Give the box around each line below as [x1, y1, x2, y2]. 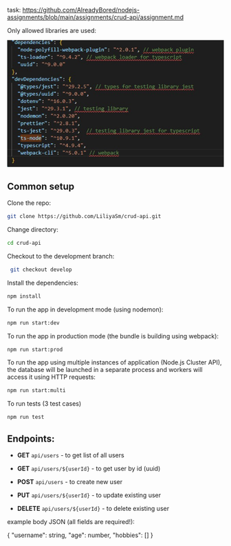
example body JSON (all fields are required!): [7, 517, 135, 525]
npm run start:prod [7, 346, 63, 353]
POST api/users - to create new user [16, 477, 122, 485]
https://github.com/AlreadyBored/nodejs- [22, 6, 140, 14]
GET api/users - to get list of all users [16, 450, 125, 459]
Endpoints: [7, 433, 55, 444]
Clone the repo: [7, 199, 52, 207]
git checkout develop [10, 266, 72, 273]
